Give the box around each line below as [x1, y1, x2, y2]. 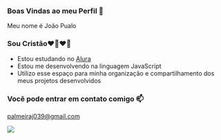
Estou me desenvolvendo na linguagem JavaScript [17, 62, 162, 70]
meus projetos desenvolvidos [17, 76, 102, 84]
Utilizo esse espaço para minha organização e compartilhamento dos [17, 69, 215, 78]
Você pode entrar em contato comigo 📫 [7, 94, 144, 104]
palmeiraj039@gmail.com [7, 112, 81, 120]
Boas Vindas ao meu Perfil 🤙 [7, 6, 104, 16]
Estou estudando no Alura [17, 54, 91, 62]
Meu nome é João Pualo [7, 22, 77, 30]
